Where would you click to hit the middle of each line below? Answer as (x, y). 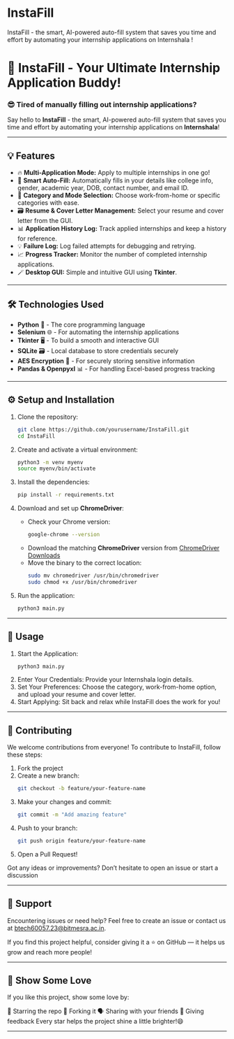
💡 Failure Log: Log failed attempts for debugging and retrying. (107, 246)
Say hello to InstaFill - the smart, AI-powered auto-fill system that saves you (117, 120)
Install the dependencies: (54, 482)
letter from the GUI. (45, 221)
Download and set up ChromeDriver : (70, 508)
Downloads (44, 556)
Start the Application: (48, 653)
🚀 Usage (25, 637)
